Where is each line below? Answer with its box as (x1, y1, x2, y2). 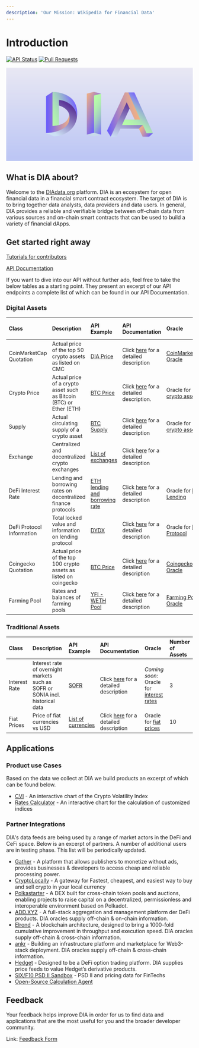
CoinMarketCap (8, 350, 47, 357)
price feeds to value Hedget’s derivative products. (14, 965, 137, 972)
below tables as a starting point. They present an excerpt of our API (6, 283, 171, 290)
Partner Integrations (6, 820, 66, 829)
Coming (144, 666, 164, 673)
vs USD (32, 724, 51, 732)
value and (52, 520, 76, 528)
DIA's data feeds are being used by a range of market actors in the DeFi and (6, 833, 191, 841)
